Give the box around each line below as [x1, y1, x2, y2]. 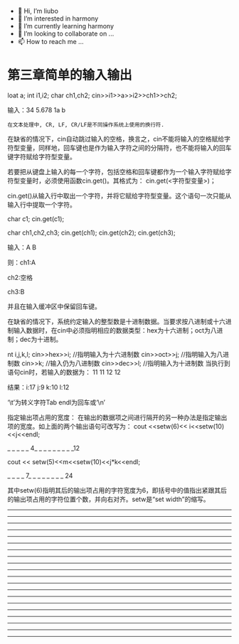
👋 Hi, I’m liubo [17, 7, 59, 15]
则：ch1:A [7, 258, 36, 267]
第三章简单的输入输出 [7, 68, 133, 83]
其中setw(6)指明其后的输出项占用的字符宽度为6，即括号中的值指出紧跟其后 [7, 485, 228, 494]
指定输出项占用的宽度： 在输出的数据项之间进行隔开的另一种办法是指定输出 [7, 413, 228, 422]
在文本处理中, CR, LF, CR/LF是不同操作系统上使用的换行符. [7, 121, 165, 128]
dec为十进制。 [19, 335, 63, 343]
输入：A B [7, 242, 37, 252]
